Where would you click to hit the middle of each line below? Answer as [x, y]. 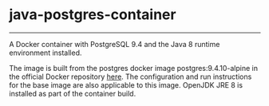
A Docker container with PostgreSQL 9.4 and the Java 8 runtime [115, 44]
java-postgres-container [93, 15]
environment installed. [45, 53]
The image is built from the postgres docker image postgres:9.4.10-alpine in [134, 68]
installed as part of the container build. [73, 93]
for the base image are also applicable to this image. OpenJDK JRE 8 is [126, 84]
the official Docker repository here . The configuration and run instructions [131, 77]
